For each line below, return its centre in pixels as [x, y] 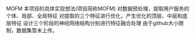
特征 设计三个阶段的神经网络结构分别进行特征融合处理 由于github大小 [95, 23]
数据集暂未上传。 [37, 30]
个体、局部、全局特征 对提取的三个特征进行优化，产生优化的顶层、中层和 [94, 16]
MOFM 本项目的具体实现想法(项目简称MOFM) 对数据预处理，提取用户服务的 [98, 8]
